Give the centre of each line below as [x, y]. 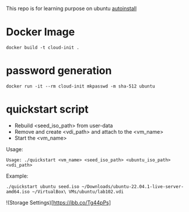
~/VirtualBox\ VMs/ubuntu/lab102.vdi [78, 192]
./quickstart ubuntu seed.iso [43, 186]
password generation [59, 71]
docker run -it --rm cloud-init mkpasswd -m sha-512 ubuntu [81, 86]
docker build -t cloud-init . [43, 47]
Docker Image [41, 32]
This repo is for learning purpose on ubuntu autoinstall [71, 8]
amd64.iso [18, 192]
